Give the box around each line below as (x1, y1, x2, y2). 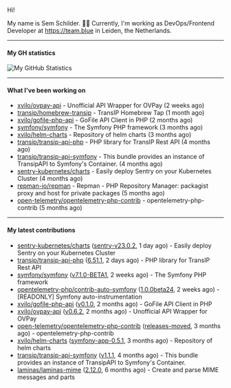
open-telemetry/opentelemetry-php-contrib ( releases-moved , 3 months (16, 321, 221, 330)
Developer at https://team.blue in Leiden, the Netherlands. (7, 27, 172, 34)
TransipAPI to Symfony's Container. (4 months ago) (16, 160, 163, 168)
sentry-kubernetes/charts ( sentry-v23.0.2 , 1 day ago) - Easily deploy (16, 241, 212, 250)
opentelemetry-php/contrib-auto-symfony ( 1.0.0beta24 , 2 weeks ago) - (16, 285, 220, 293)
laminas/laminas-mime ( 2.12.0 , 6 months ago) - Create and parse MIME (16, 365, 219, 374)
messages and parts (16, 373, 76, 381)
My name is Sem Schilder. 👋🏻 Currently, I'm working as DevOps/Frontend (7, 19, 215, 27)
